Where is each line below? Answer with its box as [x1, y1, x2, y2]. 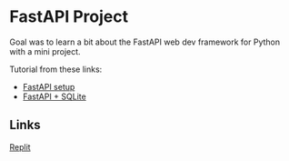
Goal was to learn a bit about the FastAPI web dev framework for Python [9, 36, 280, 47]
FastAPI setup [22, 81, 75, 92]
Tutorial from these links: [9, 64, 103, 75]
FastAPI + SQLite [22, 91, 86, 102]
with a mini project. [9, 45, 81, 56]
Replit [9, 141, 31, 152]
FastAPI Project [9, 6, 129, 27]
